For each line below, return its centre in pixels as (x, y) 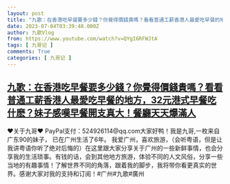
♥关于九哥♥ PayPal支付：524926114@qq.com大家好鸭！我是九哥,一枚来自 (114, 131)
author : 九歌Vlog (31, 32)
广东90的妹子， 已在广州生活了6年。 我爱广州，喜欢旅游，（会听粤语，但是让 (115, 139)
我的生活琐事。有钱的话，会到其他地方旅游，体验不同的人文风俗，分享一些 (118, 156)
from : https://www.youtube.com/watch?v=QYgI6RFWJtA (82, 39)
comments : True (29, 52)
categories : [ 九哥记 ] (39, 58)
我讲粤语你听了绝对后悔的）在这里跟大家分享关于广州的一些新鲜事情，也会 (112, 148)
